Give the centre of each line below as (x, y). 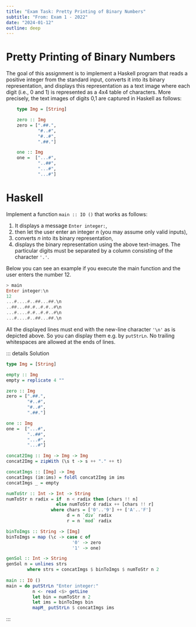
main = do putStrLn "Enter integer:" (52, 586)
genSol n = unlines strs (36, 564)
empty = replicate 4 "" (35, 380)
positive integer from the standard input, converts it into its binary (86, 79)
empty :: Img (22, 374)
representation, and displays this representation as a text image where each (98, 86)
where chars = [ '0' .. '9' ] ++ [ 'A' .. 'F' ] (101, 510)
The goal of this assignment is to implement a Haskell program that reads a (97, 74)
